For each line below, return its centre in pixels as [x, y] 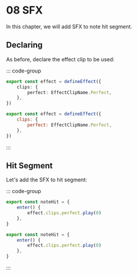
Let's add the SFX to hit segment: [47, 180]
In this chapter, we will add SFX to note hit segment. [69, 26]
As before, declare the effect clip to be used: [60, 59]
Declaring [24, 45]
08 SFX [24, 10]
